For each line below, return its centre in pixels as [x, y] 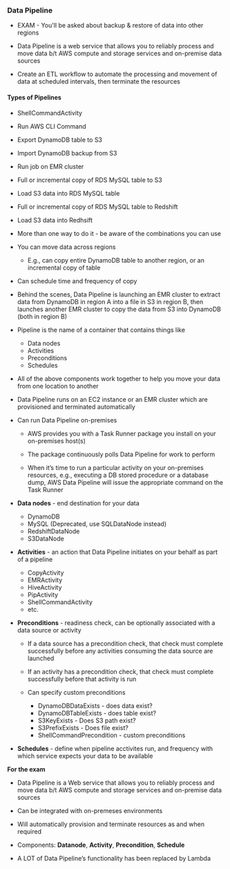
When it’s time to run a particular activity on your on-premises [115, 467]
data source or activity [49, 630]
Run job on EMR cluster [50, 166]
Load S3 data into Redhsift [55, 220]
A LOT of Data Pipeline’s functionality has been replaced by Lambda [114, 858]
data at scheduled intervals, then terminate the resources [99, 82]
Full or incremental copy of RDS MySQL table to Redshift [97, 207]
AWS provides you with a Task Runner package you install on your [122, 433]
